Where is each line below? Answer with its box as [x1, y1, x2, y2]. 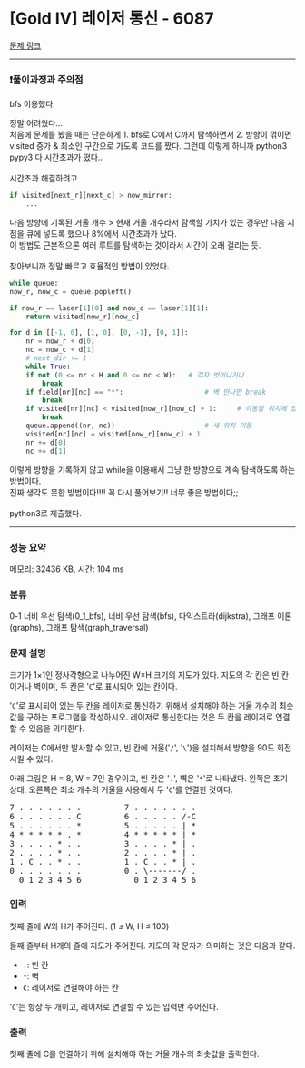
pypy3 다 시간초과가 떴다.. [9, 152, 103, 163]
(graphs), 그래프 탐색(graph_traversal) [9, 622, 149, 633]
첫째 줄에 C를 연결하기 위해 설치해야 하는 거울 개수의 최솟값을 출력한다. [9, 1049, 261, 1060]
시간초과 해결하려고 [9, 173, 78, 184]
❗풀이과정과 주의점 [9, 73, 84, 86]
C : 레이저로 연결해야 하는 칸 [22, 982, 120, 993]
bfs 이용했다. [9, 99, 56, 110]
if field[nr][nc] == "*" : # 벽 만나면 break [25, 387, 266, 397]
